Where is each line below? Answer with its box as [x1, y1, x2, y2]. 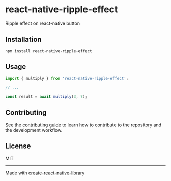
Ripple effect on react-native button [5, 20, 80, 26]
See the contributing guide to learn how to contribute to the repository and [5, 122, 162, 128]
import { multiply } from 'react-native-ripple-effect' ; [5, 76, 129, 81]
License [5, 142, 31, 151]
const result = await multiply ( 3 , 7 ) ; [5, 94, 88, 99]
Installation [5, 35, 42, 44]
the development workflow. [5, 127, 63, 133]
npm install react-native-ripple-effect [5, 48, 93, 54]
